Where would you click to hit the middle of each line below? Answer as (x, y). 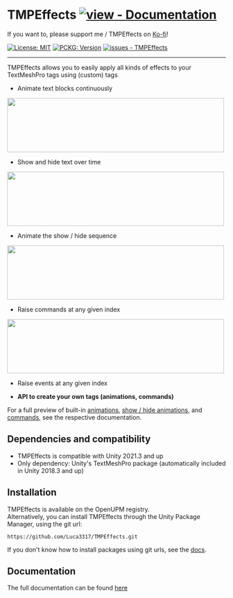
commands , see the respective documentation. (75, 417)
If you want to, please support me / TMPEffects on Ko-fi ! (88, 34)
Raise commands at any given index (69, 309)
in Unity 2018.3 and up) (51, 470)
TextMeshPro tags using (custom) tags (62, 75)
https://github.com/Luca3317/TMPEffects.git (72, 537)
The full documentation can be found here (68, 588)
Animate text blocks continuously (65, 88)
